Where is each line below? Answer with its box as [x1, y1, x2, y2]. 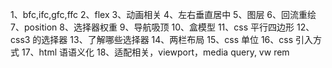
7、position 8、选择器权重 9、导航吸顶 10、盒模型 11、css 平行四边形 [10, 21, 295, 33]
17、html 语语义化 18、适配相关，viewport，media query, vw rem [21, 46, 290, 58]
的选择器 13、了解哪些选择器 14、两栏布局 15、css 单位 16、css [32, 34, 294, 45]
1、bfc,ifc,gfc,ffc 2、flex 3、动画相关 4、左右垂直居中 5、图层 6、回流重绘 [10, 9, 317, 20]
